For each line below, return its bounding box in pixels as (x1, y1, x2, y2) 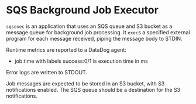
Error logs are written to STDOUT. (6, 69, 88, 76)
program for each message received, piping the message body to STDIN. (6, 35, 183, 42)
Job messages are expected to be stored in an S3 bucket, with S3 (6, 80, 165, 87)
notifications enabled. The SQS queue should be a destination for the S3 (6, 86, 181, 93)
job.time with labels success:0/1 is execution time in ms (14, 58, 148, 64)
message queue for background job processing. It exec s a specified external (6, 28, 190, 35)
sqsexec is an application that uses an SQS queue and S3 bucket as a (6, 23, 173, 30)
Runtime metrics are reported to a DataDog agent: (6, 46, 127, 53)
